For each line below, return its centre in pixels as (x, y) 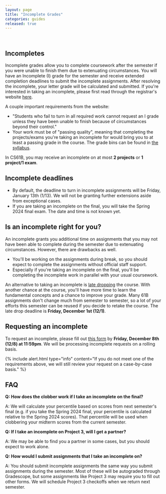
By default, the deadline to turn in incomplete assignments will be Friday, (86, 190)
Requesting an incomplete (47, 326)
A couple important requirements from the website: (57, 107)
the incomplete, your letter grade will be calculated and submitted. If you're (82, 86)
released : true (21, 24)
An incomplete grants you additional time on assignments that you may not (81, 239)
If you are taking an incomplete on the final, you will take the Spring (81, 206)
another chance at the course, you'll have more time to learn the (71, 290)
